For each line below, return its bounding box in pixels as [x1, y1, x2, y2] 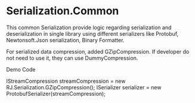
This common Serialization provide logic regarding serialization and [6, 24, 172, 31]
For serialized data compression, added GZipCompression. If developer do [6, 48, 190, 55]
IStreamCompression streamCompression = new [6, 77, 126, 85]
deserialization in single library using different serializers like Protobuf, [6, 30, 179, 37]
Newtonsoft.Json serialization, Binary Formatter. [6, 36, 125, 43]
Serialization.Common [6, 4, 119, 18]
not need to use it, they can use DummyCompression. [6, 54, 138, 61]
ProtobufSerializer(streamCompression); [6, 90, 106, 97]
